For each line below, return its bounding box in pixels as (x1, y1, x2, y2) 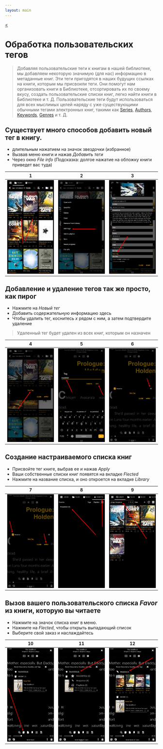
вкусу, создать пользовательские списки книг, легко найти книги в (16, 91, 157, 97)
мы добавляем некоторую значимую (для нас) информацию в (16, 71, 147, 76)
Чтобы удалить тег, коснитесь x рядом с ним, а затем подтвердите (12, 315, 151, 321)
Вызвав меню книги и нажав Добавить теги (12, 151, 103, 158)
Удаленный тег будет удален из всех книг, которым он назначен (16, 330, 151, 336)
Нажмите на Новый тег (12, 305, 60, 311)
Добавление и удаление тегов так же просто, (5, 285, 151, 293)
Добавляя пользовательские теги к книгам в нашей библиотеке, (16, 65, 151, 71)
